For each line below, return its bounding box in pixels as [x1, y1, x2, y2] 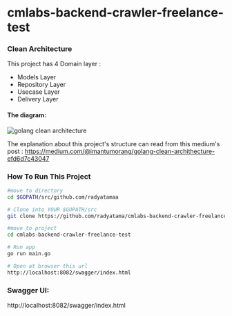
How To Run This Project [7, 171, 91, 181]
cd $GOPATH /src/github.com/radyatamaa [7, 193, 119, 201]
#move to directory [7, 187, 64, 194]
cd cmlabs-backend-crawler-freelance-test [7, 231, 131, 239]
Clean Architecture [7, 44, 72, 54]
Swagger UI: [7, 285, 50, 295]
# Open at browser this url [7, 262, 88, 270]
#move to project [7, 225, 57, 232]
